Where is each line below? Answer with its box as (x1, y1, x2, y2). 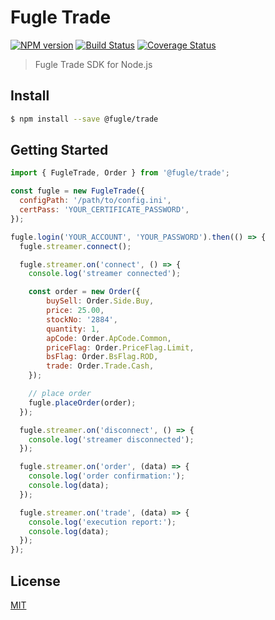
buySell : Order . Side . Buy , (46, 296, 155, 306)
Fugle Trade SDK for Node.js (34, 58, 153, 70)
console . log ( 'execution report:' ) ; (28, 517, 177, 527)
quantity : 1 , (46, 324, 101, 334)
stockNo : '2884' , (46, 314, 118, 325)
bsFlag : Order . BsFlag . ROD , (46, 352, 159, 362)
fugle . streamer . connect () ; (19, 241, 132, 251)
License (10, 572, 61, 590)
